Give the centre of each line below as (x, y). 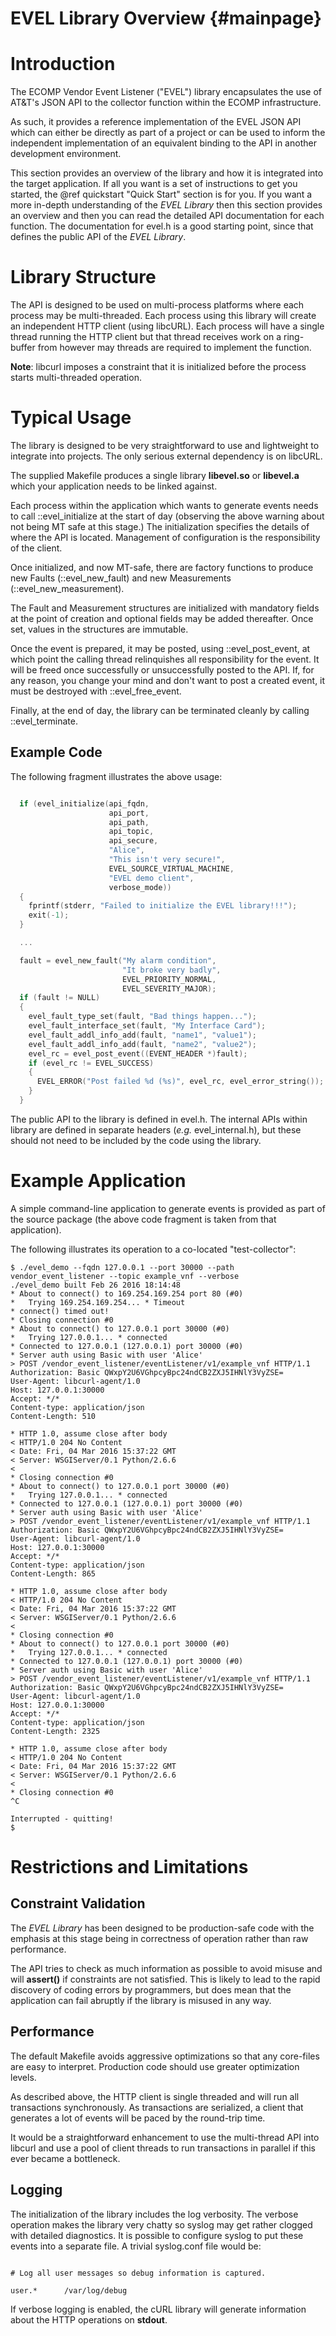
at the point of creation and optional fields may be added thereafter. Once (162, 618)
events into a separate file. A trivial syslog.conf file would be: (136, 2246)
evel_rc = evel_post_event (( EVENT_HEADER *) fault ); (138, 1053)
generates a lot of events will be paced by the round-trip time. (138, 2118)
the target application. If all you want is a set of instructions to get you (154, 184)
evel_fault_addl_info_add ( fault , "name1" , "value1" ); (142, 1035)
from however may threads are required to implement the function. (174, 348)
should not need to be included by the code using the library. (136, 1140)
